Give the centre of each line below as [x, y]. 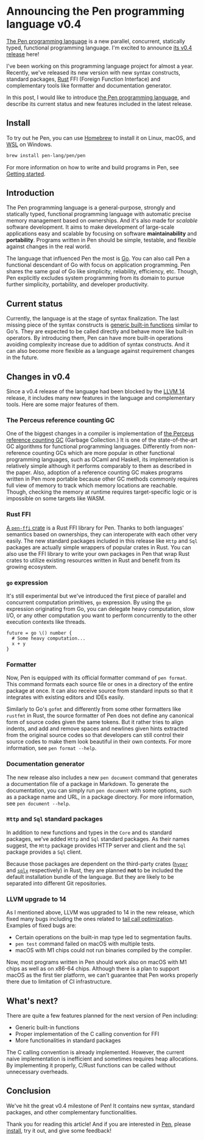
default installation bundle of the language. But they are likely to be [90, 876]
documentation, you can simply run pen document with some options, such [99, 790]
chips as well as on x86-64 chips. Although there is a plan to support [93, 969]
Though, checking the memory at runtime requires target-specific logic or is [102, 492]
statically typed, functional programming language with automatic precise [99, 214]
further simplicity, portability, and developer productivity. [78, 284]
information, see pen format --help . [51, 748]
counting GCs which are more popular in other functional [103, 453]
